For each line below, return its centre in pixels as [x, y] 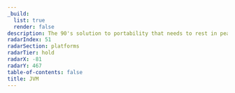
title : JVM [23, 79]
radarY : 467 [24, 66]
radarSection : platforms [43, 46]
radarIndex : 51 [29, 40]
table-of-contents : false [45, 72]
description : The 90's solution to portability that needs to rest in [112, 33]
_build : [19, 14]
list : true [29, 20]
